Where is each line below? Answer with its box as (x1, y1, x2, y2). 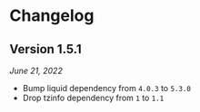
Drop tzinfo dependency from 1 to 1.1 (22, 92, 165, 103)
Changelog (9, 5, 95, 26)
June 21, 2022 (9, 65, 64, 76)
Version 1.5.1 (9, 42, 82, 57)
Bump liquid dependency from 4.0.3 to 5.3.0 (22, 83, 191, 93)
